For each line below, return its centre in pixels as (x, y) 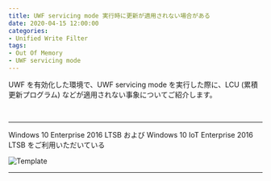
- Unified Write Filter (48, 38)
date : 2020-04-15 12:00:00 (54, 23)
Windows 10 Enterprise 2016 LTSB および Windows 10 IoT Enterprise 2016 (131, 134)
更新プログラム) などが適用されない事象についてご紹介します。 (113, 94)
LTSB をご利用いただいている (57, 145)
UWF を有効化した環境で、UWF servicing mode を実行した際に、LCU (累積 (133, 84)
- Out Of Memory (35, 53)
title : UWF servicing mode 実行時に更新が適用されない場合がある (110, 16)
